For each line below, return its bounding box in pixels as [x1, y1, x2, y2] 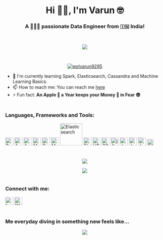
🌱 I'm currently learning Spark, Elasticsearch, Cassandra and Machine [12, 73, 158, 79]
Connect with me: [5, 185, 50, 193]
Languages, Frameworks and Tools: [5, 111, 95, 118]
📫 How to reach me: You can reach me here [12, 84, 105, 90]
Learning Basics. [12, 78, 48, 85]
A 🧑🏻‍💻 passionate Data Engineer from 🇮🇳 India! [25, 23, 145, 30]
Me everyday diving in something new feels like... [5, 218, 130, 225]
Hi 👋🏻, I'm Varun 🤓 [45, 5, 124, 16]
